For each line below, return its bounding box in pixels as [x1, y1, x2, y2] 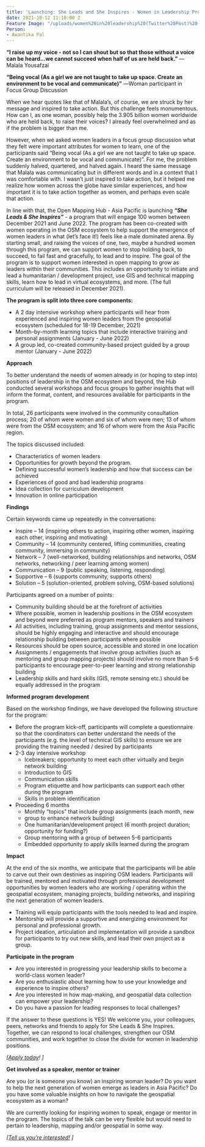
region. [6, 429, 24, 436]
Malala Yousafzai [6, 62, 49, 69]
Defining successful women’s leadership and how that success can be [15, 466, 192, 473]
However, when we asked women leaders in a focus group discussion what [6, 136, 196, 144]
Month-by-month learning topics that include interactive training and [15, 328, 188, 336]
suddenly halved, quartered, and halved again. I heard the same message [6, 162, 191, 170]
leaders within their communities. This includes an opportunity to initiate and [6, 265, 199, 273]
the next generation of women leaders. [6, 897, 104, 904]
